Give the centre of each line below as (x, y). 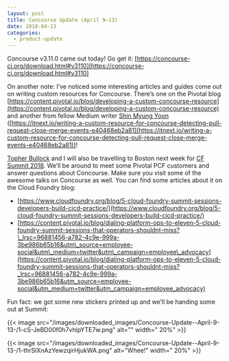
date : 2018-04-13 (32, 26)
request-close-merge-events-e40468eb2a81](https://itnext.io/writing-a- (110, 131)
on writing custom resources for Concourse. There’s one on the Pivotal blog (114, 94)
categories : (24, 33)
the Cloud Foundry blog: (41, 188)
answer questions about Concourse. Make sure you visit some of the (104, 173)
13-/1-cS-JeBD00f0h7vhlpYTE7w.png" (61, 330)
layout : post (26, 13)
